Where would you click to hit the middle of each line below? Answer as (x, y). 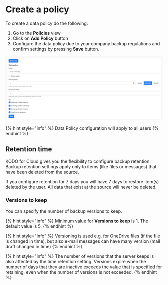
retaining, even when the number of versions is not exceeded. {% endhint (81, 272)
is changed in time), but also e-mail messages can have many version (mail (83, 241)
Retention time (29, 149)
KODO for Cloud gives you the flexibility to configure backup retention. (78, 161)
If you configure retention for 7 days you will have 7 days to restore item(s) (82, 181)
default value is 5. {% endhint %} (39, 226)
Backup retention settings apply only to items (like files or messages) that (81, 166)
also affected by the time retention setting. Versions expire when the (76, 261)
